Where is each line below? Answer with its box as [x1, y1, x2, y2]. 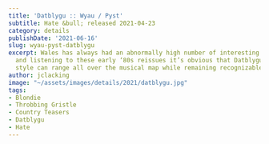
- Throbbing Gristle [8, 101, 78, 109]
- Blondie [8, 94, 42, 102]
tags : [8, 86, 26, 94]
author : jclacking [8, 71, 70, 79]
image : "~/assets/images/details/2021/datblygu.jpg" [8, 78, 188, 86]
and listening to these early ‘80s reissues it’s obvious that [15, 57, 231, 65]
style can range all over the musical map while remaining [15, 64, 217, 72]
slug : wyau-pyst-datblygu [8, 42, 94, 50]
